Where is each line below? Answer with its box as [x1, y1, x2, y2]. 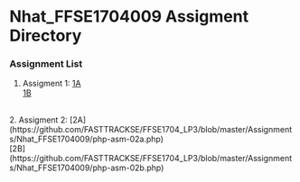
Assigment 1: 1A [22, 78, 81, 89]
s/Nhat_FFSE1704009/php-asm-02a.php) [9, 133, 164, 145]
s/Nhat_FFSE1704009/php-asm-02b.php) [9, 162, 164, 173]
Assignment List [9, 58, 83, 70]
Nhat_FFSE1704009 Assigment [9, 6, 249, 27]
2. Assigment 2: [9, 114, 68, 125]
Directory [9, 25, 82, 46]
